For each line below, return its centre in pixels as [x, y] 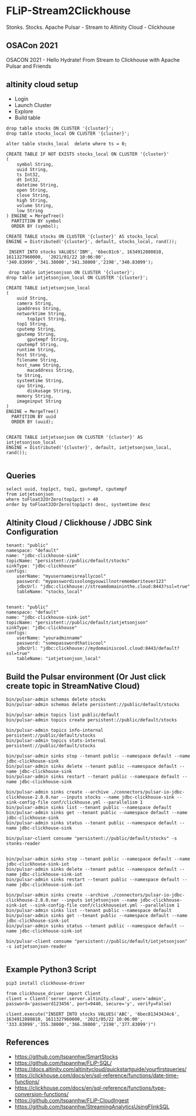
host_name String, [39, 365]
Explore [24, 111]
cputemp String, [37, 329]
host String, [33, 355]
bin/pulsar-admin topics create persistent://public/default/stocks [92, 720]
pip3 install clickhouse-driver [45, 983]
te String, [30, 375]
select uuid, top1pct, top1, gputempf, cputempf [67, 489]
